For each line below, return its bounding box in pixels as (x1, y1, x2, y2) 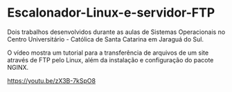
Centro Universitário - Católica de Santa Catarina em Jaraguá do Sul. (7, 35, 204, 43)
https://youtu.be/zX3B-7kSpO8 (7, 76, 96, 84)
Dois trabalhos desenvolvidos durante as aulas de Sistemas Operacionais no (7, 28, 226, 36)
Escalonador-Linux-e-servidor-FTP (7, 5, 215, 21)
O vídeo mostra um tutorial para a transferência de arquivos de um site (7, 48, 209, 57)
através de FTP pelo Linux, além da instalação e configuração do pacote (7, 55, 214, 64)
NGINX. (7, 63, 29, 71)
